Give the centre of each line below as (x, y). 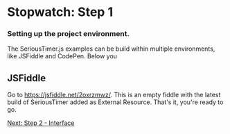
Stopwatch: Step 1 (60, 12)
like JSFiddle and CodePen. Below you (62, 56)
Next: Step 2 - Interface (41, 123)
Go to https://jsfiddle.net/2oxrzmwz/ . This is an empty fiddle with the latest (114, 95)
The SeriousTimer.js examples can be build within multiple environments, (111, 49)
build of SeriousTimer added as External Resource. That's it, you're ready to (115, 102)
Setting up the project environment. (69, 34)
